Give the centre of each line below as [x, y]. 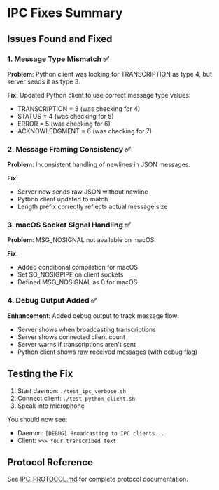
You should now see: [37, 419]
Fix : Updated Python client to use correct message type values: [99, 95]
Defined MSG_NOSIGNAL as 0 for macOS [77, 282]
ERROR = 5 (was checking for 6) [64, 124]
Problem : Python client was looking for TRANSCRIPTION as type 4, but [109, 74]
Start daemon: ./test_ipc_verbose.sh [72, 390]
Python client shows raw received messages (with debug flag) [107, 352]
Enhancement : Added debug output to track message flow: [93, 316]
